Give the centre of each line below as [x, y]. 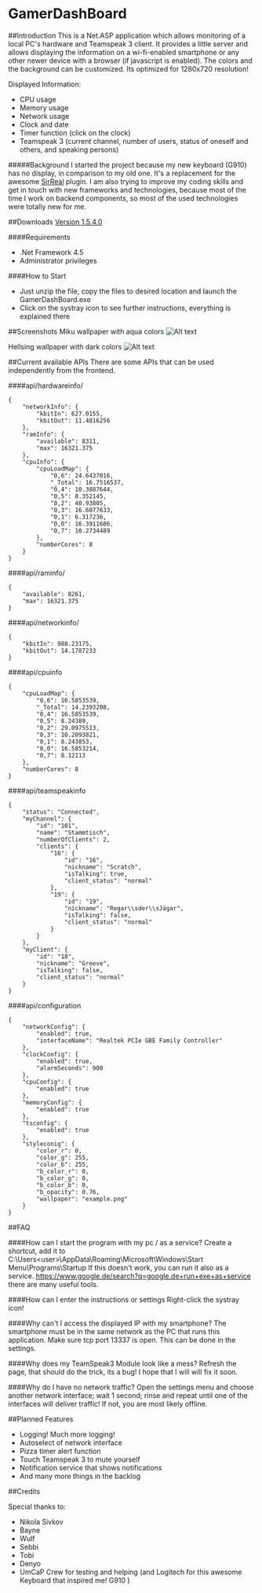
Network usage [44, 116]
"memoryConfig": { [52, 1102]
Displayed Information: [45, 84]
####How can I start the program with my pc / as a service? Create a [120, 1242]
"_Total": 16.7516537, [87, 482]
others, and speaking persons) [69, 149]
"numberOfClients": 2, [73, 839]
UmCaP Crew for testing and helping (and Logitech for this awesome [131, 1572]
